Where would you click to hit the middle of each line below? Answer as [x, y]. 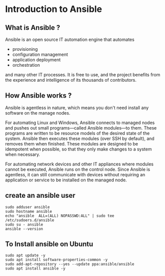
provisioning [25, 49]
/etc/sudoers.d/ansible [30, 220]
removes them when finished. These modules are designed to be [72, 143]
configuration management [40, 54]
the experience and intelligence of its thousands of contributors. [71, 80]
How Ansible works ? [39, 96]
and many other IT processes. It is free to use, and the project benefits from [83, 75]
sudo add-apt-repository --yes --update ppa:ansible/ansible [70, 264]
